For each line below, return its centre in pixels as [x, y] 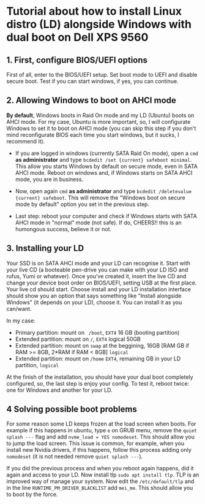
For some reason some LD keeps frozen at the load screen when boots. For [101, 424]
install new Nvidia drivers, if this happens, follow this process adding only [99, 450]
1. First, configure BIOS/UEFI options [77, 60]
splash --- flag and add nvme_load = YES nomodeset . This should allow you [100, 437]
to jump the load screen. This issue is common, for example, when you [95, 443]
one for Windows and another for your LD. [59, 390]
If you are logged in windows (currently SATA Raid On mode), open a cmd [107, 153]
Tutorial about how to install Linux [94, 11]
